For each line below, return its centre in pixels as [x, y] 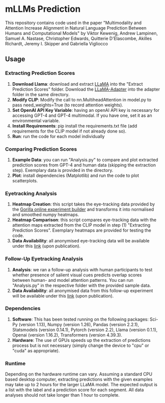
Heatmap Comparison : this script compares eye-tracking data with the [84, 220]
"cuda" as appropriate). [36, 350]
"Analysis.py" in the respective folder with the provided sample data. [82, 285]
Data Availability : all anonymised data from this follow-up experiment [82, 290]
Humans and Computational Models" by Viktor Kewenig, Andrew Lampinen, [82, 33]
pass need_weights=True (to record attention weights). [68, 105]
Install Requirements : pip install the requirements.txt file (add [75, 126]
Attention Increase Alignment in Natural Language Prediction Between [76, 28]
